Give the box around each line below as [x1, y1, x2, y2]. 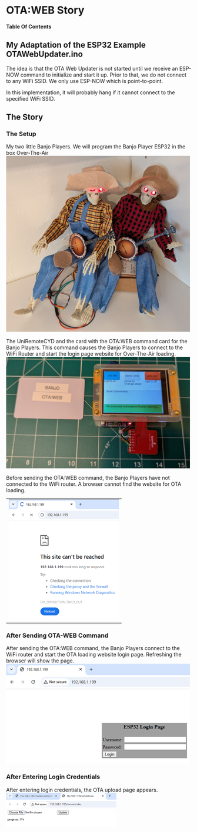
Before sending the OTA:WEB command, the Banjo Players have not [6, 474, 171, 481]
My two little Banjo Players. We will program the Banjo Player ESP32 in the [6, 143, 186, 150]
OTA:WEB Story [6, 4, 85, 17]
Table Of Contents [6, 23, 52, 30]
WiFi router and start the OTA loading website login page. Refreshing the [6, 651, 182, 658]
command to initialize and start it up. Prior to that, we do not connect [20, 71, 187, 78]
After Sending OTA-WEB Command [6, 631, 109, 639]
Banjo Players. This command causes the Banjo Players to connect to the [6, 344, 183, 351]
